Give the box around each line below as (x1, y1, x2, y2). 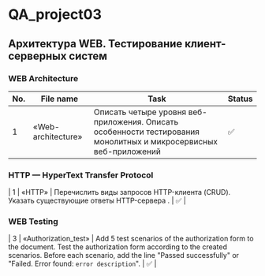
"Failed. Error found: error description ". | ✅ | (8, 259, 157, 269)
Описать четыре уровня (93, 106, 187, 117)
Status (227, 93, 253, 104)
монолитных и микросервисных (93, 136, 218, 147)
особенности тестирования (93, 126, 200, 137)
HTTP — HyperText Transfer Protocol (8, 170, 154, 181)
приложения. (93, 116, 144, 127)
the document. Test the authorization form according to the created (8, 242, 227, 252)
